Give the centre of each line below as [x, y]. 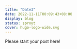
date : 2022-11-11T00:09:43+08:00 [39, 14]
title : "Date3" [20, 9]
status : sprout [20, 23]
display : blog [19, 18]
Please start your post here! [33, 41]
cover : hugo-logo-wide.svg [32, 28]
